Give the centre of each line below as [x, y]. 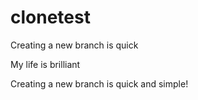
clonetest [50, 17]
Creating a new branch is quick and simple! [99, 83]
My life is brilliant [45, 64]
